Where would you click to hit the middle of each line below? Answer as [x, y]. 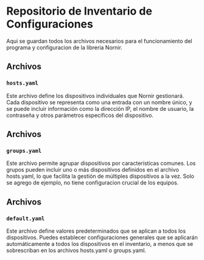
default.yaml [26, 218]
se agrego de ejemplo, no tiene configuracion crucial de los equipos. [93, 183]
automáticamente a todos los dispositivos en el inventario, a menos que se [100, 244]
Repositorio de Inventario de [79, 11]
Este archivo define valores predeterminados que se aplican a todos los [96, 231]
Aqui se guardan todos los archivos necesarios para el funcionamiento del [99, 41]
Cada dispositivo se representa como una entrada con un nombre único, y [99, 102]
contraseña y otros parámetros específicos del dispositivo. [80, 115]
